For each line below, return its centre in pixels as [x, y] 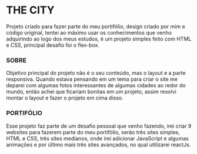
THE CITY [30, 10]
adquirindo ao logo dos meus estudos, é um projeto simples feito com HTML [99, 39]
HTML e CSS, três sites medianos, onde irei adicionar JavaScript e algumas [98, 138]
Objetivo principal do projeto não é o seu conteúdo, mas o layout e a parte [96, 73]
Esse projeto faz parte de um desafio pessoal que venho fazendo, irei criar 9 [99, 126]
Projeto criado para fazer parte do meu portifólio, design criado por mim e [96, 26]
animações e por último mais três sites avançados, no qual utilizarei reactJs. [98, 145]
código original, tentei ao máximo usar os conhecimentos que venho [89, 32]
